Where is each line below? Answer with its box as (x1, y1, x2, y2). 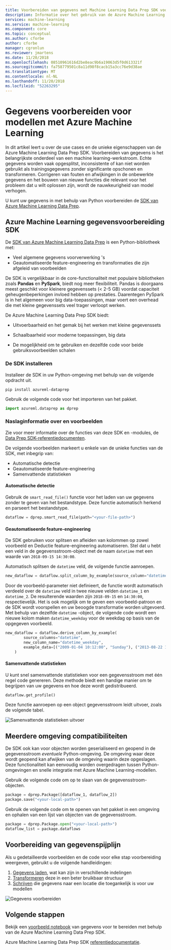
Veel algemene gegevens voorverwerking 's (12, 254, 105, 260)
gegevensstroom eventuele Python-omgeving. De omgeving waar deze (5, 751, 155, 757)
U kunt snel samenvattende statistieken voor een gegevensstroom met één (5, 672, 163, 678)
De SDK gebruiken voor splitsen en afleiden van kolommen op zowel (5, 537, 149, 543)
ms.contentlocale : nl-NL (5, 74, 58, 79)
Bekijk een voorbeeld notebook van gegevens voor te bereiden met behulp (5, 924, 162, 930)
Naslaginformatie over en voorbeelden (5, 418, 103, 425)
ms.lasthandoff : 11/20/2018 (5, 79, 65, 84)
